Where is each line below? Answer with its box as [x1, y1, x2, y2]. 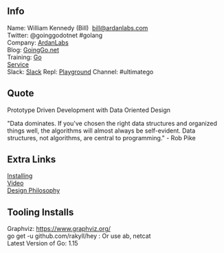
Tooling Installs [7, 206, 74, 218]
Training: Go [7, 53, 43, 61]
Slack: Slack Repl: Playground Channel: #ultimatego [7, 67, 154, 76]
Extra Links [7, 154, 56, 166]
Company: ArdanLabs [7, 38, 69, 47]
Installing [7, 172, 33, 180]
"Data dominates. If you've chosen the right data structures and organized [7, 119, 218, 127]
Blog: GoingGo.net [7, 45, 60, 54]
